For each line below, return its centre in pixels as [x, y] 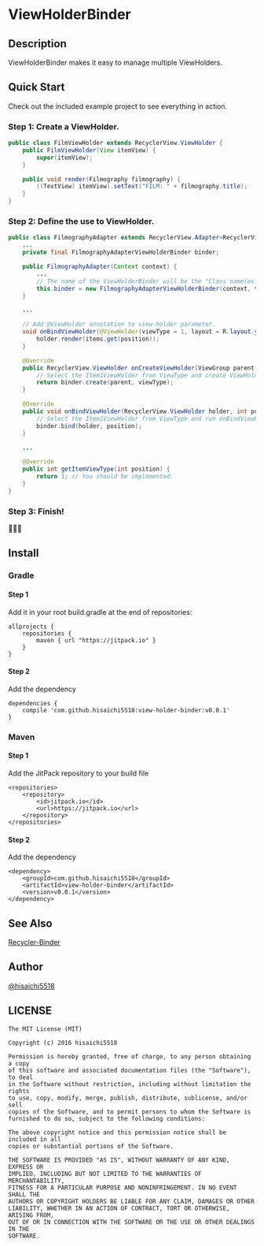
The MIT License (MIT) [45, 1029]
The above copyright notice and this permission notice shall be [117, 1133]
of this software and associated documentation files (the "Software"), [130, 1070]
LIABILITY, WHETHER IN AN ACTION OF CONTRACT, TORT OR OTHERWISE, [119, 1208]
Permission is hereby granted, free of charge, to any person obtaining [130, 1056]
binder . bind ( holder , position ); [90, 426]
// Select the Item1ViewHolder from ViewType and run [126, 418]
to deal [21, 1077]
